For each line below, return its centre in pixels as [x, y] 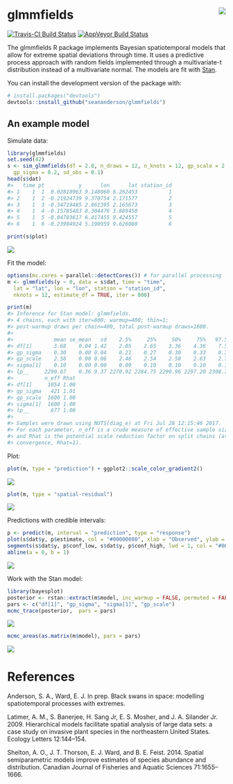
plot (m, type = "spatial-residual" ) [60, 494]
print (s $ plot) [28, 236]
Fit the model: [27, 263]
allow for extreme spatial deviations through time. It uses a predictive [106, 55]
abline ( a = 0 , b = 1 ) [38, 552]
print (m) [20, 307]
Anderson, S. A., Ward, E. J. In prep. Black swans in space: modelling [106, 696]
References [41, 677]
